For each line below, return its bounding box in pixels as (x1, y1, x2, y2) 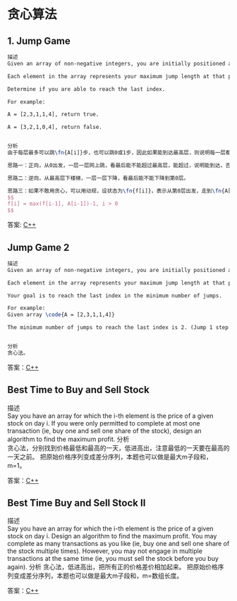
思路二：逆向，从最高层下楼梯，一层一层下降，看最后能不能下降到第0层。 (7, 174, 189, 182)
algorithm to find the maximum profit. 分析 (7, 435, 130, 443)
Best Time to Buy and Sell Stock (7, 384, 150, 396)
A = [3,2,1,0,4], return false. (7, 124, 102, 131)
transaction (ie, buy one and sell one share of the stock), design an (7, 426, 202, 435)
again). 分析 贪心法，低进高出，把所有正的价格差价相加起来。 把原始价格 (7, 563, 218, 571)
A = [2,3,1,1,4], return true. (7, 111, 99, 118)
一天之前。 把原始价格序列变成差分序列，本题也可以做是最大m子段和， (7, 452, 213, 461)
